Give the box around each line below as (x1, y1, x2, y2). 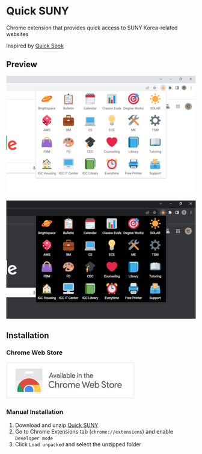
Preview (6, 59, 38, 70)
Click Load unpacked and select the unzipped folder (14, 440, 141, 448)
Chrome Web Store (6, 348, 63, 357)
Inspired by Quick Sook (6, 42, 64, 49)
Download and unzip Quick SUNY (14, 422, 99, 429)
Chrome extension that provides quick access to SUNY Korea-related (6, 24, 178, 31)
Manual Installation (6, 408, 64, 416)
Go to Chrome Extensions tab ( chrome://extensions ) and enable (14, 428, 173, 435)
